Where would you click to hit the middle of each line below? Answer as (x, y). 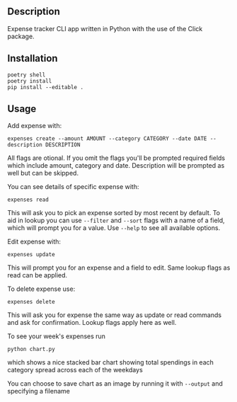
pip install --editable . (45, 87)
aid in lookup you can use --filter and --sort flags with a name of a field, (116, 220)
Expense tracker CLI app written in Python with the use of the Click (105, 28)
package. (21, 36)
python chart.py (31, 350)
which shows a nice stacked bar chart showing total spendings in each (111, 362)
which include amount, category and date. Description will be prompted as (116, 166)
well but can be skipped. (43, 173)
